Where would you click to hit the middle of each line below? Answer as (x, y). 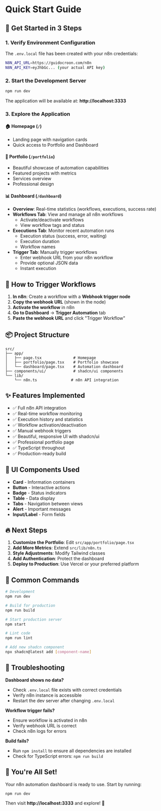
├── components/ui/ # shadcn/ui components (64, 371)
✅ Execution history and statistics (48, 419)
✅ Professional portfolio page (43, 442)
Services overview (32, 179)
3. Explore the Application (38, 114)
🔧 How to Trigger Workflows (51, 284)
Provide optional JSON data (49, 263)
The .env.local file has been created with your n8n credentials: (72, 53)
